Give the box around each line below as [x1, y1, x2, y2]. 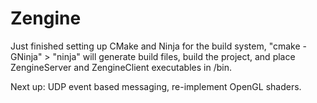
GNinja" [10, 50, 43, 62]
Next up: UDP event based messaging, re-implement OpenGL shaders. [10, 80, 302, 92]
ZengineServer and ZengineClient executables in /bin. [10, 61, 232, 73]
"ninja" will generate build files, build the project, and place [52, 50, 296, 62]
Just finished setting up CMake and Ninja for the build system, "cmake [10, 40, 301, 52]
